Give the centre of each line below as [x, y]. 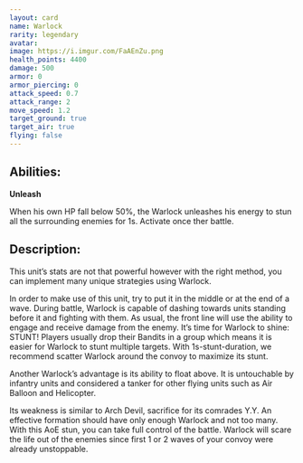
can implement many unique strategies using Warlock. [111, 280]
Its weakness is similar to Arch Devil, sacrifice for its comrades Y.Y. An [141, 410]
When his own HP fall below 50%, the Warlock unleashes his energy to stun [151, 211]
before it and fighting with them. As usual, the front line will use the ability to [151, 317]
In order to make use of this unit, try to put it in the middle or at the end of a [150, 298]
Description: [45, 250]
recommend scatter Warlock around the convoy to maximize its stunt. [139, 356]
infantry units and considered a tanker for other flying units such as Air [141, 383]
